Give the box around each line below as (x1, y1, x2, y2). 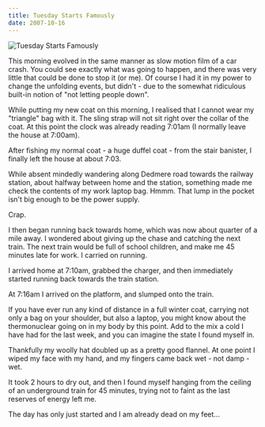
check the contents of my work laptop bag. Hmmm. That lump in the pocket (8, 186, 255, 195)
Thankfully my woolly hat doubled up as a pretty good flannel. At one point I (8, 345, 256, 354)
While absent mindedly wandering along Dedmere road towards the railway (8, 169, 254, 179)
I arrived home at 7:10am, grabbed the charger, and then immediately (8, 266, 233, 275)
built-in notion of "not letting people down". (8, 89, 150, 99)
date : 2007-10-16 (8, 19, 66, 27)
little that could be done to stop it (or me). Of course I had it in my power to (8, 73, 252, 82)
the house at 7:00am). (8, 130, 81, 139)
